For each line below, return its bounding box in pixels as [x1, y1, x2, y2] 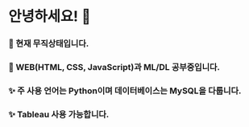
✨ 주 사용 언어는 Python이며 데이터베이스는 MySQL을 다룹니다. [8, 85, 242, 96]
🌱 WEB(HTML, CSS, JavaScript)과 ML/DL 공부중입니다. [8, 62, 220, 73]
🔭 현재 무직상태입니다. [8, 38, 89, 49]
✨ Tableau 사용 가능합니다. [8, 109, 110, 120]
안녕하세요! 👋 [8, 7, 91, 26]
